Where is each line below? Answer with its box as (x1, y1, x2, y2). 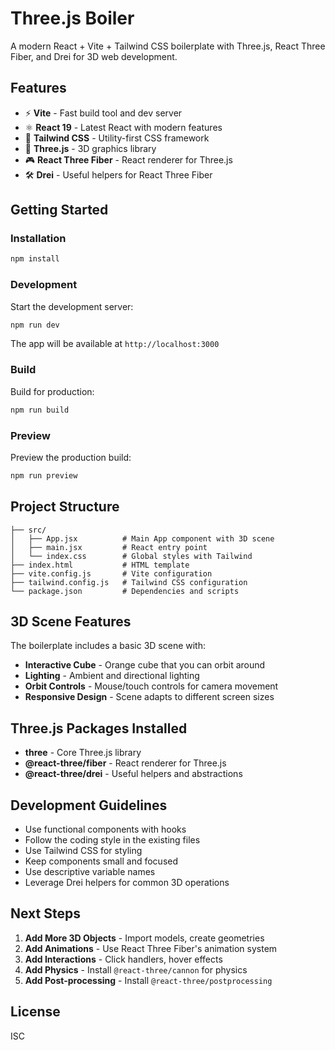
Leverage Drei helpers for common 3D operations (24, 877, 230, 889)
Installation (10, 232, 67, 246)
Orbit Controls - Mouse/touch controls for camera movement (24, 680, 279, 692)
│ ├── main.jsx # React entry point (10, 542, 208, 552)
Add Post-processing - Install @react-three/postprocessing (24, 974, 273, 986)
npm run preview (10, 470, 78, 481)
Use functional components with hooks (24, 823, 187, 836)
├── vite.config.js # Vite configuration (10, 568, 213, 579)
